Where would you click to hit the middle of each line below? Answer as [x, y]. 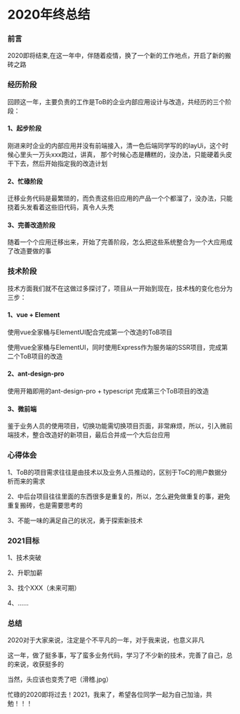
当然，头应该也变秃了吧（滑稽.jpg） [60, 680]
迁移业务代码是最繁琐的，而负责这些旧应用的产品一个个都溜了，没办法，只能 [120, 198]
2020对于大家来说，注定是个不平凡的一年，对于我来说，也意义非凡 [106, 640]
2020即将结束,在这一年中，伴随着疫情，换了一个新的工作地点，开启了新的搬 [119, 56]
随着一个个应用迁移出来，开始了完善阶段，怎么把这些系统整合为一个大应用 [117, 242]
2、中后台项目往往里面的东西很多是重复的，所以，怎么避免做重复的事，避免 [119, 496]
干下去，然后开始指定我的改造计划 [57, 163]
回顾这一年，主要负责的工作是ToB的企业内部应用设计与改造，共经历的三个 [116, 101]
